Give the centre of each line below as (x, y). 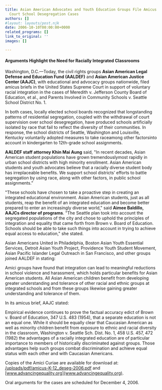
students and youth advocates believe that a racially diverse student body (79, 167)
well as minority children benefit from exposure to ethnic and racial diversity (81, 328)
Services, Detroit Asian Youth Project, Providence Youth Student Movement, (81, 248)
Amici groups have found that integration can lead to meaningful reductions (80, 267)
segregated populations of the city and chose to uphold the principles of (77, 218)
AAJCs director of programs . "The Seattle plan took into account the (74, 213)
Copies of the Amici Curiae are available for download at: (62, 363)
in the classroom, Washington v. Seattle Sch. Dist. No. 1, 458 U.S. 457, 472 (79, 333)
